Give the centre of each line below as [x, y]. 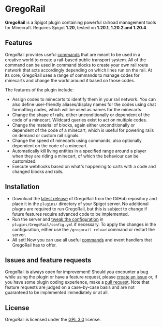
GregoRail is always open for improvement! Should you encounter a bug [77, 272]
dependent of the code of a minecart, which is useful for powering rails [83, 130]
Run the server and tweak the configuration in [58, 219]
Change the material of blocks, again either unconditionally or [74, 125]
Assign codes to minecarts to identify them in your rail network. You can [84, 99]
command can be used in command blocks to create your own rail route [77, 65]
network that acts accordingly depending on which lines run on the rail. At [79, 70]
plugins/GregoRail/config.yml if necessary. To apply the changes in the [84, 224]
